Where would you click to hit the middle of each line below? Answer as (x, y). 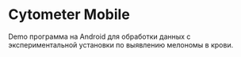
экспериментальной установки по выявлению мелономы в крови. (121, 44)
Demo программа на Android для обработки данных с (99, 36)
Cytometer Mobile (69, 15)
